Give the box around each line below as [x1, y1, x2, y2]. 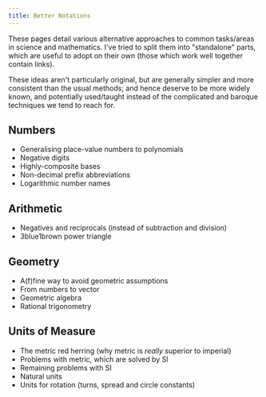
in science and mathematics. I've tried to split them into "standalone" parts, [8, 42, 256, 52]
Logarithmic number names [19, 178, 111, 188]
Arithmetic [8, 202, 63, 215]
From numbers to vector [19, 285, 100, 295]
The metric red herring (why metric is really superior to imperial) [19, 346, 232, 355]
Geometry [8, 255, 60, 268]
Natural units [19, 371, 62, 381]
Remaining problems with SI [19, 363, 112, 372]
